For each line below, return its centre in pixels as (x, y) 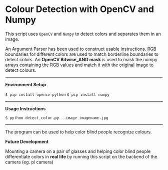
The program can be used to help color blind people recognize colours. (78, 132)
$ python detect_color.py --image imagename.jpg (57, 118)
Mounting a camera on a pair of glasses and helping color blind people (78, 151)
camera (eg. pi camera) (29, 162)
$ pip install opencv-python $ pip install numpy (57, 95)
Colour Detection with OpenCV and (79, 9)
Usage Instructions (25, 108)
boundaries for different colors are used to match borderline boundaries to (82, 54)
